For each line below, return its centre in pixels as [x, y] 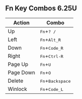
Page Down [22, 72]
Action [22, 22]
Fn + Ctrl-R [52, 56]
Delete [16, 81]
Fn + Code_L [52, 89]
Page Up [18, 64]
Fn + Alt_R [51, 39]
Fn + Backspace [55, 81]
